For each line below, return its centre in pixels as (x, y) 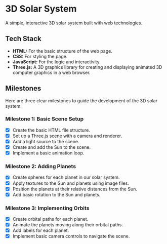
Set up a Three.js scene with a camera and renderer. (67, 136)
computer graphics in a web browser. (51, 72)
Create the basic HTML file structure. (51, 130)
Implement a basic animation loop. (48, 153)
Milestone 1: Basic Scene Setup (45, 119)
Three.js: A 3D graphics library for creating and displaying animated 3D (87, 67)
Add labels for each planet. (41, 230)
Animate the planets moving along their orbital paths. (68, 225)
